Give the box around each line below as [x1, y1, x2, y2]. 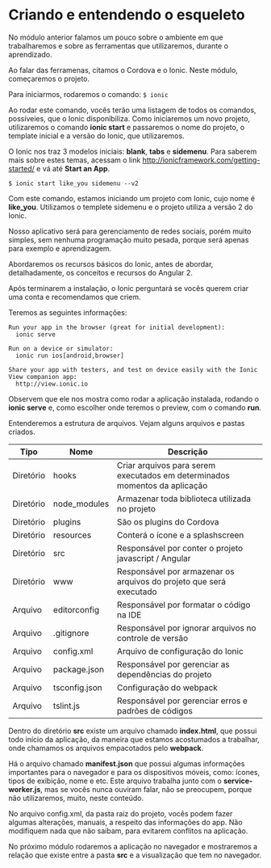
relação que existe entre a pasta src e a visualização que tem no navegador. [8, 850, 262, 860]
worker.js [8, 784, 41, 794]
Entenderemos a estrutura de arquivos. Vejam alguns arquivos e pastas [8, 418, 245, 428]
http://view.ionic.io [15, 380, 89, 388]
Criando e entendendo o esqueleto [8, 6, 246, 24]
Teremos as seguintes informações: [8, 307, 127, 317]
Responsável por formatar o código [116, 599, 251, 610]
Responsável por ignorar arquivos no [116, 622, 256, 634]
